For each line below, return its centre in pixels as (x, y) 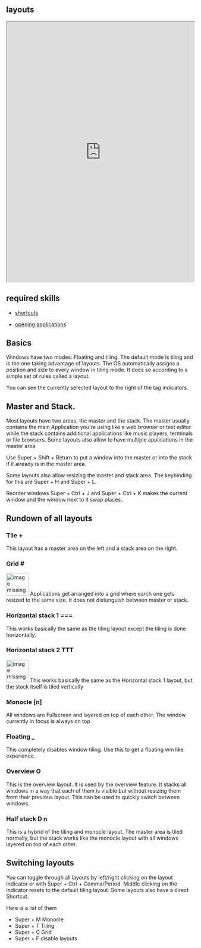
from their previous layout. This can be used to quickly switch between (93, 797)
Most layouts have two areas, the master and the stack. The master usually (98, 421)
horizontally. (21, 635)
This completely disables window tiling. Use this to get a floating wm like (95, 750)
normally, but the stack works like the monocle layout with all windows (92, 838)
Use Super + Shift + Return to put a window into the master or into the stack (99, 458)
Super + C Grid (33, 932)
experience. (21, 756)
